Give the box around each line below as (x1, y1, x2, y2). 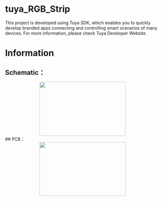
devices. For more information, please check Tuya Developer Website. (5, 30, 147, 36)
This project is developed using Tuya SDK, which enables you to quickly (5, 20, 151, 26)
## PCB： (5, 136, 25, 142)
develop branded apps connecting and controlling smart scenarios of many (5, 25, 158, 31)
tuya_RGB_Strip (5, 3, 70, 15)
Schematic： (5, 68, 45, 77)
